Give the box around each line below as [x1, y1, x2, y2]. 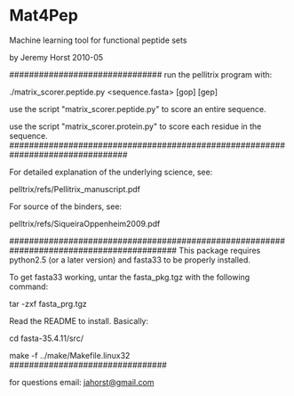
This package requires [179, 245, 261, 255]
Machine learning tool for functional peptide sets [9, 35, 187, 45]
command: [9, 281, 49, 292]
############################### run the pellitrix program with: [9, 69, 273, 80]
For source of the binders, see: [9, 201, 123, 212]
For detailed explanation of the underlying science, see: [9, 166, 213, 177]
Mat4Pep [9, 5, 78, 26]
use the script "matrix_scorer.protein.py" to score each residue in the [9, 121, 262, 132]
